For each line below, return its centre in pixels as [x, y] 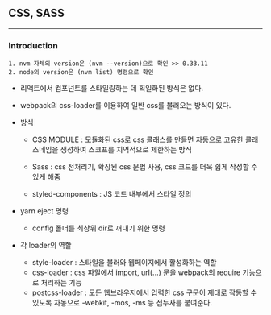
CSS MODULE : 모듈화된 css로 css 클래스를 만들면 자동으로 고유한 [138, 139]
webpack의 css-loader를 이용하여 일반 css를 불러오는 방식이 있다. [125, 106]
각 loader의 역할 [46, 246]
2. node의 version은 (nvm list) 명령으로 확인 [81, 73]
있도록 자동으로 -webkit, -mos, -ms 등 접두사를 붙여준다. [122, 303]
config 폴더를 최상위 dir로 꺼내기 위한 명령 [98, 228]
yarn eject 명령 [44, 211]
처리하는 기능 [61, 283]
